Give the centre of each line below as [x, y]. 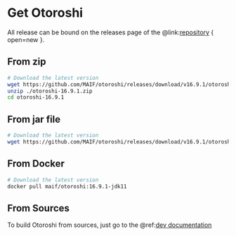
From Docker [36, 164]
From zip [27, 62]
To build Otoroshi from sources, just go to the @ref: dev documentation [110, 225]
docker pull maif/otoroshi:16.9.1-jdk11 [67, 186]
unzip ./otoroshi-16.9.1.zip [50, 91]
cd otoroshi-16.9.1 [36, 97]
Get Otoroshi [45, 13]
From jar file [34, 119]
